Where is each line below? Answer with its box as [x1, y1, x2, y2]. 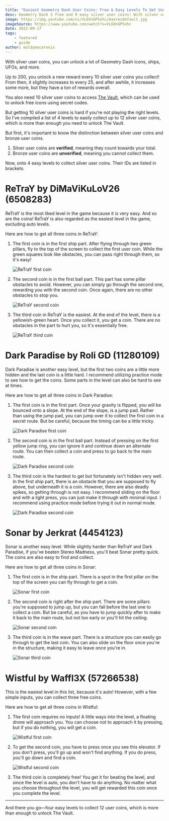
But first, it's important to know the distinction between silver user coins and [5, 129, 163, 136]
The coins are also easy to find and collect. [5, 554, 95, 560]
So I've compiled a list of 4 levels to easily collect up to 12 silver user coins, [5, 114, 161, 121]
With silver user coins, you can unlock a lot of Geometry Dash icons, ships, [5, 58, 160, 64]
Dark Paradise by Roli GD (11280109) [5, 349, 160, 361]
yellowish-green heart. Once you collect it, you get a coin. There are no [12, 317, 160, 323]
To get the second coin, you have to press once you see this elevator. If [12, 744, 161, 750]
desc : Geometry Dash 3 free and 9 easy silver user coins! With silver [5, 12, 158, 17]
